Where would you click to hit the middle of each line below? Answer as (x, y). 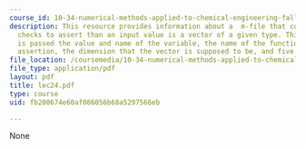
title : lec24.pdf (42, 85)
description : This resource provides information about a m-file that (148, 26)
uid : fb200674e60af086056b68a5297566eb (85, 102)
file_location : (38, 60)
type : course (34, 94)
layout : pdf (32, 77)
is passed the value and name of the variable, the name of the (142, 43)
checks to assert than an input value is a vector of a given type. (150, 35)
